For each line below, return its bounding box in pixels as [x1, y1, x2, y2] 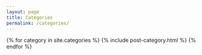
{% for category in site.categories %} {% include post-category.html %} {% [6, 37, 197, 44]
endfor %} [6, 43, 32, 50]
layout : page [6, 8, 40, 15]
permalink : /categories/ [6, 20, 69, 26]
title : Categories [6, 15, 53, 21]
